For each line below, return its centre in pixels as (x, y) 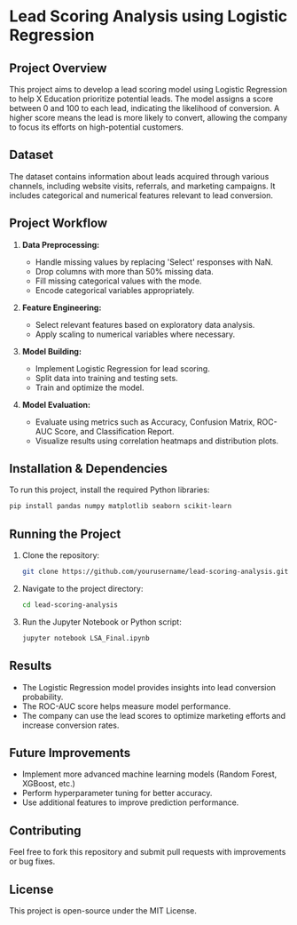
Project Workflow (59, 223)
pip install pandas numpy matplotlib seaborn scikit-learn (121, 506)
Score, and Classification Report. (114, 431)
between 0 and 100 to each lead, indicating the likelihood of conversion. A (145, 108)
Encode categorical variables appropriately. (115, 290)
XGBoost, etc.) (48, 784)
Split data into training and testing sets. (107, 378)
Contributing (45, 830)
